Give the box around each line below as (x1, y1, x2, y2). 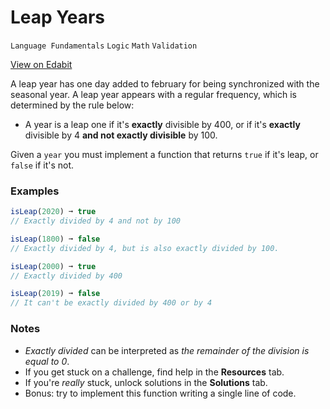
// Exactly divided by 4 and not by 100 (10, 216, 182, 226)
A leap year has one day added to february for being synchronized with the (10, 77, 320, 90)
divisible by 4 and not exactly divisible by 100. (24, 129, 218, 141)
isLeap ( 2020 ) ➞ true (10, 207, 97, 217)
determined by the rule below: (10, 99, 135, 111)
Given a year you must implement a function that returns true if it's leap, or (10, 148, 319, 160)
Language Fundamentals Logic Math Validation (10, 41, 198, 51)
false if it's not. (10, 159, 75, 171)
